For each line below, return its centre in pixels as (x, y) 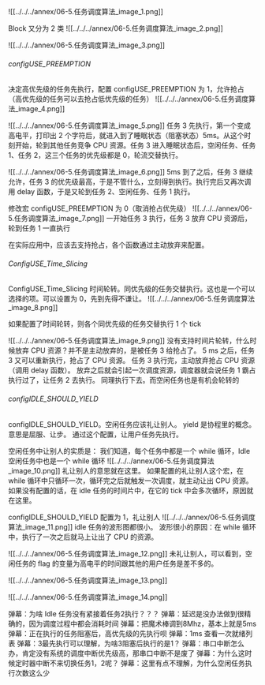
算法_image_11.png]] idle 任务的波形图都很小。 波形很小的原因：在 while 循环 (132, 526)
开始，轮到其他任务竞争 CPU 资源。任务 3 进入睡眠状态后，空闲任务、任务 (135, 145)
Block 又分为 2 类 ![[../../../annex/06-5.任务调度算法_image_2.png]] (116, 28)
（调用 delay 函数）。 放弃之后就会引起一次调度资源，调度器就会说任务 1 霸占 (132, 370)
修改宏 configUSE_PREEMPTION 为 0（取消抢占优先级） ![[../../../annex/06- (130, 208)
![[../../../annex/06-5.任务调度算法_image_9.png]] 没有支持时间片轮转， (122, 341)
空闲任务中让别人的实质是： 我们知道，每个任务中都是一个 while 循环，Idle (129, 451)
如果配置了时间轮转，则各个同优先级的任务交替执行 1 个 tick (105, 324)
